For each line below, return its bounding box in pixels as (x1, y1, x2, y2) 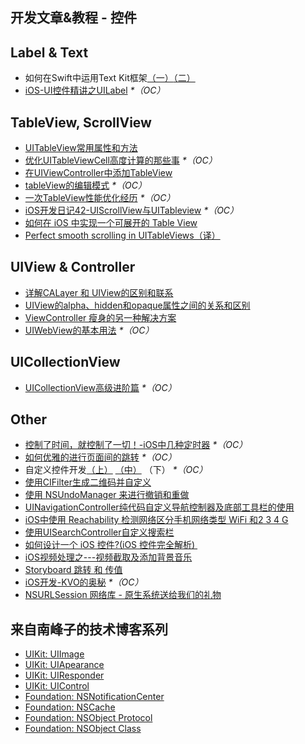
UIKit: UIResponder (24, 669, 105, 682)
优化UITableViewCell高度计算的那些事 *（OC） (24, 154, 218, 167)
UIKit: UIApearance (24, 659, 105, 671)
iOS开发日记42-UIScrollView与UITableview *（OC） (24, 204, 240, 217)
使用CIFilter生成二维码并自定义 (24, 476, 152, 488)
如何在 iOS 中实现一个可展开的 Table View (24, 217, 198, 229)
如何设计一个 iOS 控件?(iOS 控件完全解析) (24, 539, 196, 551)
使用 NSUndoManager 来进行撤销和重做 (24, 489, 190, 501)
